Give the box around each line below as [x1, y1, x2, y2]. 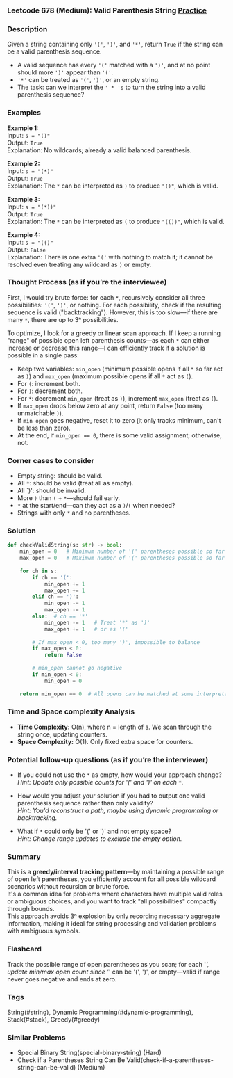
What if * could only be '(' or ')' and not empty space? [17, 827, 172, 835]
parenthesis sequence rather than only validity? [17, 799, 154, 807]
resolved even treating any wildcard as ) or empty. [7, 260, 152, 268]
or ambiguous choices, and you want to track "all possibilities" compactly [7, 897, 217, 906]
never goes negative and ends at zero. [7, 974, 117, 983]
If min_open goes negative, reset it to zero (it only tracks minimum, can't [17, 416, 221, 424]
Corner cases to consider [7, 456, 95, 465]
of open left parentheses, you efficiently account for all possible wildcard [7, 875, 216, 883]
